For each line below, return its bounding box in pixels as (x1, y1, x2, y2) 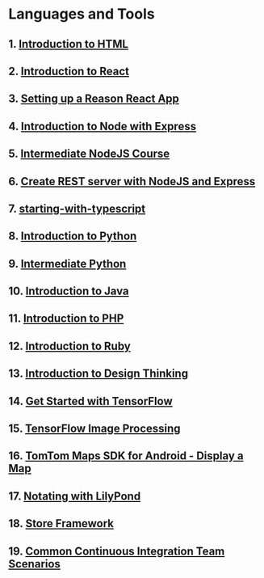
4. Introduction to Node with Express (8, 119, 196, 133)
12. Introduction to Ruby (8, 339, 131, 352)
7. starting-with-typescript (8, 201, 146, 215)
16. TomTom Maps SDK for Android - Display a (8, 449, 244, 463)
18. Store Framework (8, 517, 115, 530)
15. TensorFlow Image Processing (8, 422, 181, 436)
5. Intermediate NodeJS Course (8, 147, 170, 161)
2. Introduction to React (8, 64, 129, 78)
